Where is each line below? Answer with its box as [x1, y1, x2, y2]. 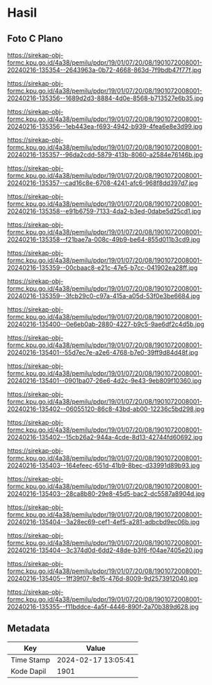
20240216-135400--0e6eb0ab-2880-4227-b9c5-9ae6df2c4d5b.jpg [7, 320, 205, 328]
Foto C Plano [7, 33, 63, 45]
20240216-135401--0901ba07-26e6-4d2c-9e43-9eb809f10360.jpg [7, 377, 202, 385]
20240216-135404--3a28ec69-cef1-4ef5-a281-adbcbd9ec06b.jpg [7, 518, 200, 526]
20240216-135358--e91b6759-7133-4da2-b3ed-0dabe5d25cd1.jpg [7, 207, 202, 215]
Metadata [7, 622, 50, 634]
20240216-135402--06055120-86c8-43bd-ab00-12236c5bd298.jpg [7, 405, 205, 413]
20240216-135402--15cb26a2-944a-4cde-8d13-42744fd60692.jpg [7, 433, 203, 441]
